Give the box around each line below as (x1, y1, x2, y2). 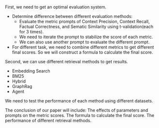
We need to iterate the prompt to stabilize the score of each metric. (19, 34, 153, 40)
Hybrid (12, 78, 26, 84)
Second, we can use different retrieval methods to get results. (5, 59, 128, 64)
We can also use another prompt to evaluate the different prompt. (19, 39, 150, 45)
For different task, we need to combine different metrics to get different (12, 44, 154, 50)
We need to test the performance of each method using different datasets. (5, 98, 153, 103)
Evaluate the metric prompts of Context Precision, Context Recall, (19, 19, 150, 24)
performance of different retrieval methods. (5, 118, 92, 123)
